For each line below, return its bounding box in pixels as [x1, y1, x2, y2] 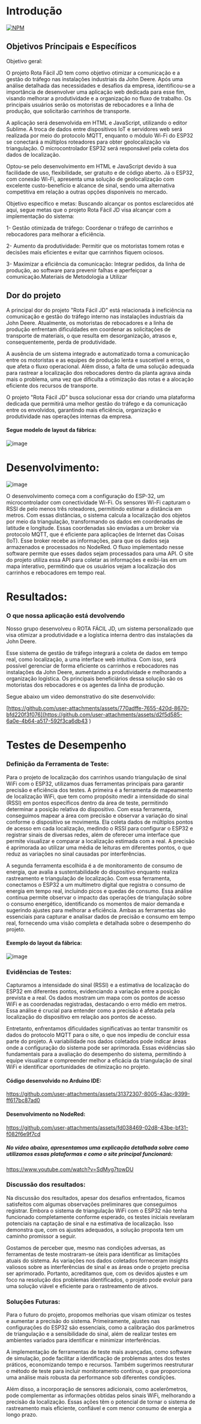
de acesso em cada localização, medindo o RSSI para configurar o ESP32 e [6, 824, 193, 832]
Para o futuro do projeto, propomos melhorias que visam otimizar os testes [6, 1311, 191, 1318]
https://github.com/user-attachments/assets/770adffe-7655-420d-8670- [8, 705, 190, 712]
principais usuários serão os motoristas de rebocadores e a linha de [6, 101, 174, 108]
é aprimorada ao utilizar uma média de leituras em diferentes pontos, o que [6, 844, 192, 851]
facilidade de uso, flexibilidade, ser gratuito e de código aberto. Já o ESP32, [6, 169, 194, 176]
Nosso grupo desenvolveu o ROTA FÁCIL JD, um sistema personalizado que [6, 625, 194, 632]
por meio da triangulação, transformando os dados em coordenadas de [6, 518, 183, 525]
